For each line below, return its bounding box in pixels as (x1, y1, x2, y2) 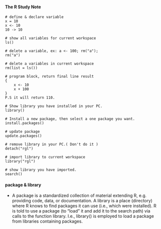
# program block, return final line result (5, 74, 94, 79)
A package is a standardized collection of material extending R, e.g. (12, 193, 146, 198)
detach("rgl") (5, 146, 34, 151)
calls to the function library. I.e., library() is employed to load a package (12, 213, 154, 219)
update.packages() (5, 133, 42, 138)
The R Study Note (5, 4, 41, 10)
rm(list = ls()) (5, 65, 38, 70)
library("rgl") (5, 159, 36, 164)
